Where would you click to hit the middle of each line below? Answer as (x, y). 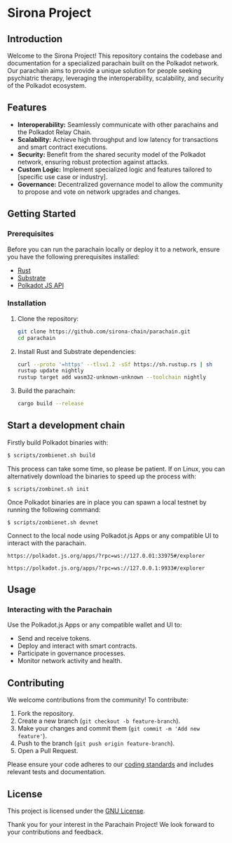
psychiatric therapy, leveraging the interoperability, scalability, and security (116, 78)
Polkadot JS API (41, 285)
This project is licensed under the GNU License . (76, 811)
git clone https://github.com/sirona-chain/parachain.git (104, 332)
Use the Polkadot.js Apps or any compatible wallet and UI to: (95, 625)
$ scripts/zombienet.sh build (52, 455)
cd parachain (36, 338)
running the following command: (54, 509)
